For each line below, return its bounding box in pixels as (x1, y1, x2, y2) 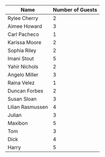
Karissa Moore (7, 39, 42, 46)
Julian (7, 112, 22, 118)
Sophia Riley (7, 47, 37, 54)
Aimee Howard (7, 23, 42, 29)
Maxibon (7, 120, 28, 126)
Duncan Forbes (7, 87, 44, 94)
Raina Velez (7, 79, 35, 86)
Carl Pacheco (7, 31, 39, 38)
